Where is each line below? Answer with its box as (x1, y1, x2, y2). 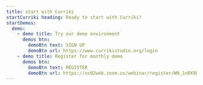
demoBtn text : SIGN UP (28, 42, 85, 48)
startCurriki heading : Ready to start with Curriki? (6, 14, 142, 20)
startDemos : (6, 20, 36, 26)
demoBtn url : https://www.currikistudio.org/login (28, 48, 158, 54)
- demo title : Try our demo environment (17, 31, 120, 37)
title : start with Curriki (6, 8, 74, 15)
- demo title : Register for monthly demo (17, 53, 123, 59)
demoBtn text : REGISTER (28, 64, 88, 71)
